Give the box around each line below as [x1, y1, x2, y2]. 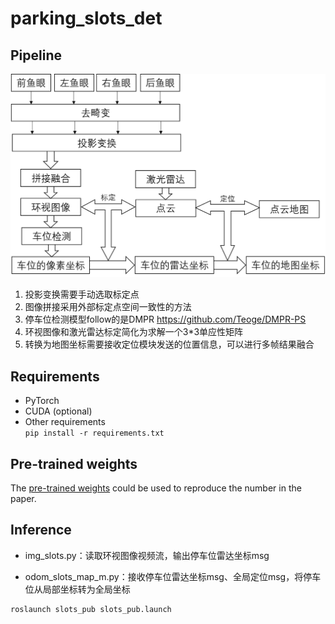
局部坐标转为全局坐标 [42, 583, 131, 595]
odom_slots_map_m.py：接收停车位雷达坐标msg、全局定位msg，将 [24, 570, 304, 582]
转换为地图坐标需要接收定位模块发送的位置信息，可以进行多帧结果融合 [24, 338, 315, 351]
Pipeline [10, 47, 63, 64]
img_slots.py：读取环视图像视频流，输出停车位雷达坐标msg [24, 549, 270, 561]
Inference [10, 522, 72, 539]
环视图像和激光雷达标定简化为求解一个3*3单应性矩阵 [24, 326, 244, 338]
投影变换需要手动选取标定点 [24, 288, 140, 301]
